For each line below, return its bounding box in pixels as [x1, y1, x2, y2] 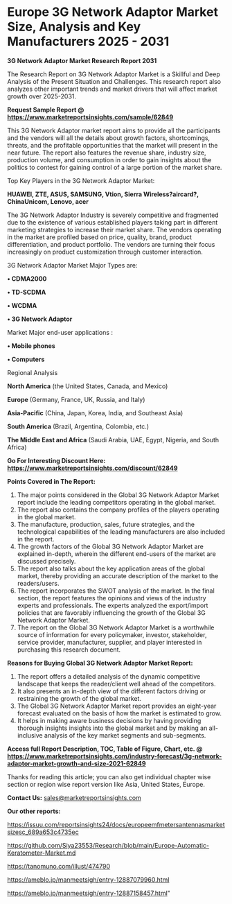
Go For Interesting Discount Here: [7, 456, 106, 464]
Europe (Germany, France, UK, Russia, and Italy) [7, 395, 145, 403]
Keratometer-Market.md [7, 849, 76, 857]
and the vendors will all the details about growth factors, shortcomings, [7, 133, 210, 142]
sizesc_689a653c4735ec [7, 828, 79, 836]
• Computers [7, 355, 45, 363]
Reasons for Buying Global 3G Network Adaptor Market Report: [7, 659, 193, 667]
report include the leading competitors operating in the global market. [17, 498, 216, 506]
